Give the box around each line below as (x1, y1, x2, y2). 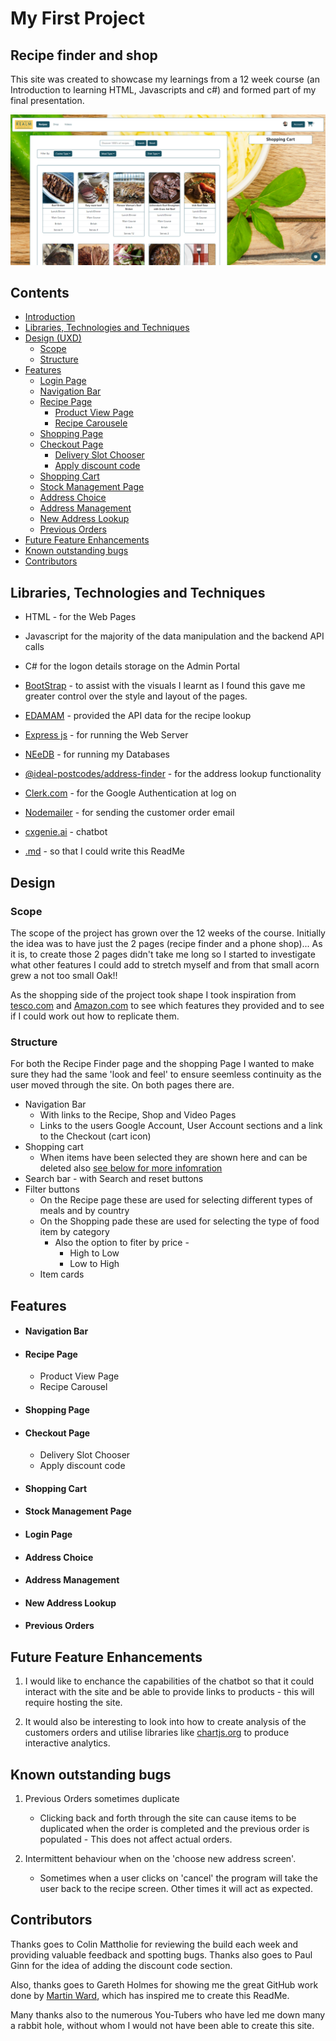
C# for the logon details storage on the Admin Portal (24, 660, 240, 672)
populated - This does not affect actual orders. (39, 1833, 233, 1846)
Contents (10, 285, 70, 302)
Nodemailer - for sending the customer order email (24, 807, 235, 819)
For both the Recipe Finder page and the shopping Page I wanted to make (10, 1058, 315, 1070)
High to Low (69, 1247, 120, 1259)
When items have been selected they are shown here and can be (39, 1152, 308, 1164)
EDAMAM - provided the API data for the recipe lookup (24, 710, 252, 722)
